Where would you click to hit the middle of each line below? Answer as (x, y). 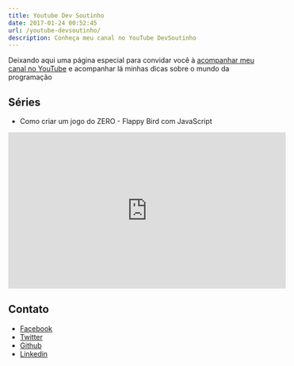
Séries (25, 102)
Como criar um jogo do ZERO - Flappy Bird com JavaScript (116, 121)
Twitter (31, 337)
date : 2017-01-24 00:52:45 (53, 23)
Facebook (36, 328)
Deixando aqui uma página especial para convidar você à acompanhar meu (132, 60)
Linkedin (34, 353)
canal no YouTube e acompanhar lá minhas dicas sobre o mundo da (119, 69)
